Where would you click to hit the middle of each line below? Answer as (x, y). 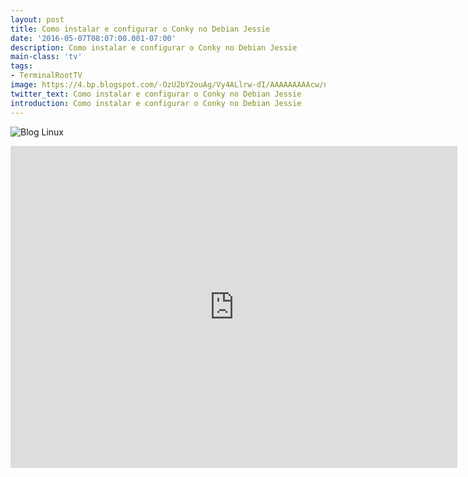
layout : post (37, 19)
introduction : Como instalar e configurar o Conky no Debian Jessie (156, 103)
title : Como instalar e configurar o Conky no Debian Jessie (140, 29)
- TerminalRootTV (46, 76)
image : (24, 85)
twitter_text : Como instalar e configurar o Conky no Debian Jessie (156, 94)
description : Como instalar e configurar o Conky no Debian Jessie (154, 47)
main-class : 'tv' (46, 57)
